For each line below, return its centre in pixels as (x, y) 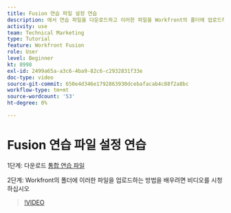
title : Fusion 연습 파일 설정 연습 (52, 13)
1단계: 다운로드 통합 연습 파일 (46, 165)
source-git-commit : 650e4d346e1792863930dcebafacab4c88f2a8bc (98, 84)
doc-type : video (30, 77)
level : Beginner (30, 58)
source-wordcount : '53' (41, 97)
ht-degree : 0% (27, 103)
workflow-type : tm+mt (38, 90)
